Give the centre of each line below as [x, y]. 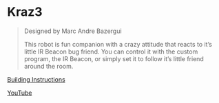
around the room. [49, 66]
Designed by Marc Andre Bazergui [73, 31]
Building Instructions [36, 79]
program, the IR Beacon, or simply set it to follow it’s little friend [114, 58]
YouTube [20, 93]
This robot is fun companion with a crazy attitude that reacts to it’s [118, 44]
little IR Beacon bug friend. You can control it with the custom [111, 51]
